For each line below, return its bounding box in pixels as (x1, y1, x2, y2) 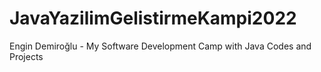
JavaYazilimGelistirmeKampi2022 (9, 7, 297, 30)
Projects (9, 50, 44, 62)
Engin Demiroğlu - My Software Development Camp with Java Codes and (9, 40, 312, 52)
